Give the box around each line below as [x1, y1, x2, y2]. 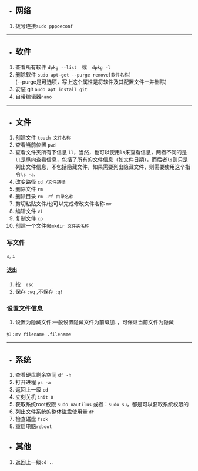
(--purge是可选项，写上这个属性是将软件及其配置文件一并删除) [15, 78, 167, 85]
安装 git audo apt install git [15, 85, 88, 92]
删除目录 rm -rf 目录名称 [15, 193, 74, 200]
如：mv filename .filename [6, 331, 71, 337]
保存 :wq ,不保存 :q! [15, 288, 63, 295]
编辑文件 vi [15, 208, 43, 215]
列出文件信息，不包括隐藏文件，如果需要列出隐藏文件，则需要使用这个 [15, 164, 186, 171]
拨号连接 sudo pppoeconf [15, 22, 73, 29]
